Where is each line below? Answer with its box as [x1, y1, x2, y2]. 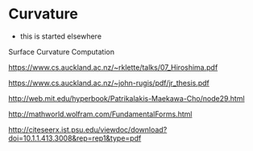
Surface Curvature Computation [8, 47, 115, 56]
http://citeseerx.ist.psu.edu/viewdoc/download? [8, 124, 168, 134]
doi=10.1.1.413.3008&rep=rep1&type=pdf [8, 133, 142, 143]
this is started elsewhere [19, 31, 102, 41]
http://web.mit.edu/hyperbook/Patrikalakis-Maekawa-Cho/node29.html [8, 93, 245, 103]
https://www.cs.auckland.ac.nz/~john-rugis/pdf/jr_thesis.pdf [8, 78, 209, 88]
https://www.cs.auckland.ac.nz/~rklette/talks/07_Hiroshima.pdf [8, 62, 218, 72]
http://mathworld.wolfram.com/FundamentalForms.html [8, 109, 193, 119]
